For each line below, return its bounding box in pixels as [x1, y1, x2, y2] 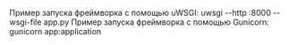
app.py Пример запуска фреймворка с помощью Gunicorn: [43, 17, 270, 27]
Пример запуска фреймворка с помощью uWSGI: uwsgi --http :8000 [9, 8, 271, 18]
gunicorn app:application [9, 26, 102, 36]
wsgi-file [9, 17, 42, 27]
